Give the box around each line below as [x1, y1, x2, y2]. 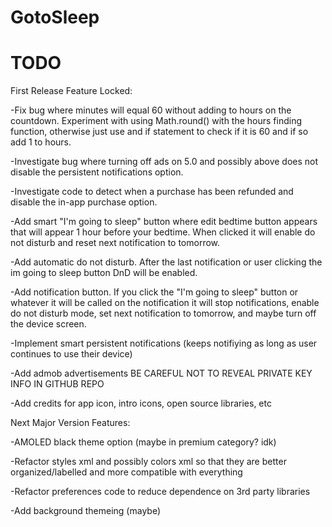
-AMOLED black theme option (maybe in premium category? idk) [10, 436, 277, 448]
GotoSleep [10, 6, 100, 29]
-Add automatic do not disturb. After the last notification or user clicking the [10, 256, 323, 268]
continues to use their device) [10, 348, 133, 360]
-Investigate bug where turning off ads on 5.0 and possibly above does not [10, 156, 319, 168]
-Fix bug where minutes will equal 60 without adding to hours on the [10, 104, 292, 116]
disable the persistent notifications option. [10, 166, 184, 178]
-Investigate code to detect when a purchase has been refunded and [10, 186, 294, 198]
